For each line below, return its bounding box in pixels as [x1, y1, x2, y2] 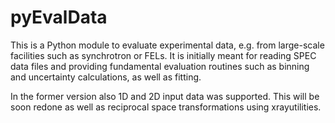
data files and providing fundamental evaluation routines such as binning [10, 60, 310, 72]
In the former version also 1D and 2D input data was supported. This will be [10, 90, 320, 102]
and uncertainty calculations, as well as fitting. [10, 71, 202, 83]
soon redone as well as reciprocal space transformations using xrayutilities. [10, 101, 322, 113]
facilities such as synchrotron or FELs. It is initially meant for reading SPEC [10, 49, 317, 61]
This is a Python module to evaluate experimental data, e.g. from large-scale [10, 39, 325, 51]
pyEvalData [10, 6, 108, 29]
